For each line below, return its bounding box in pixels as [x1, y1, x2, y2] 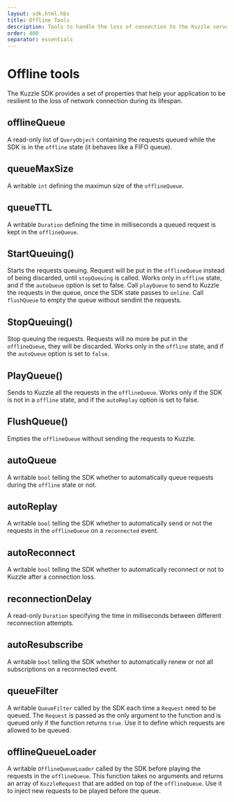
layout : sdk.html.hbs [7, 10, 70, 17]
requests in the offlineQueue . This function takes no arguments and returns [7, 772, 224, 780]
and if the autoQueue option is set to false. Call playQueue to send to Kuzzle [7, 281, 219, 289]
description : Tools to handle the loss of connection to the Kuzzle [7, 23, 210, 30]
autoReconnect [7, 547, 75, 559]
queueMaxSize [7, 163, 74, 175]
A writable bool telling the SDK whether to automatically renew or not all [7, 657, 214, 666]
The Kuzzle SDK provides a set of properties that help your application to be [7, 89, 226, 98]
